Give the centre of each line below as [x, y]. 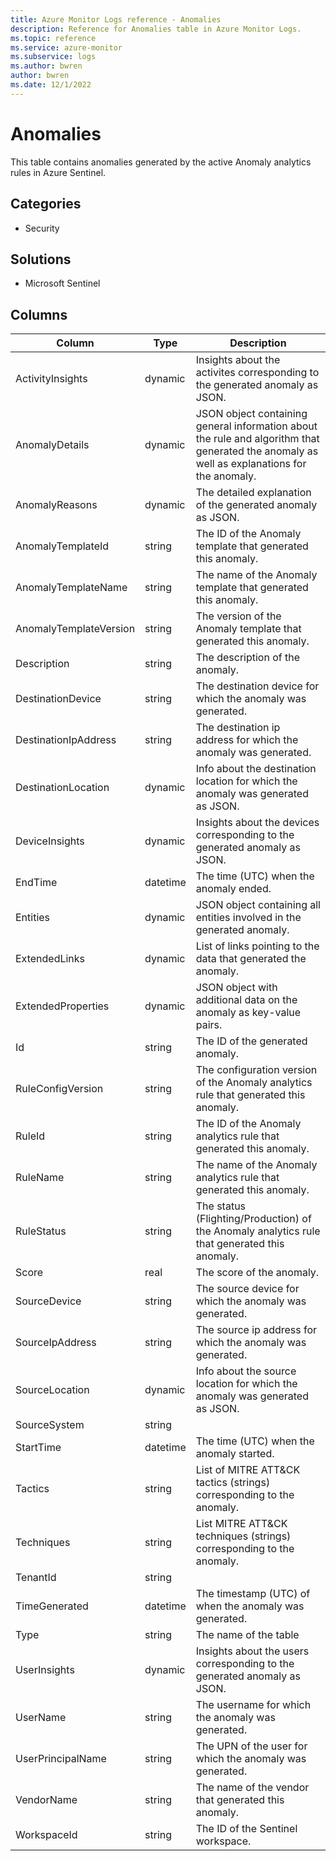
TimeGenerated [52, 1606]
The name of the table [247, 1635]
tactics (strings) [233, 1483]
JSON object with [236, 988]
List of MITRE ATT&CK [248, 1470]
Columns [39, 314]
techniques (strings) [243, 1536]
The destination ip [238, 728]
